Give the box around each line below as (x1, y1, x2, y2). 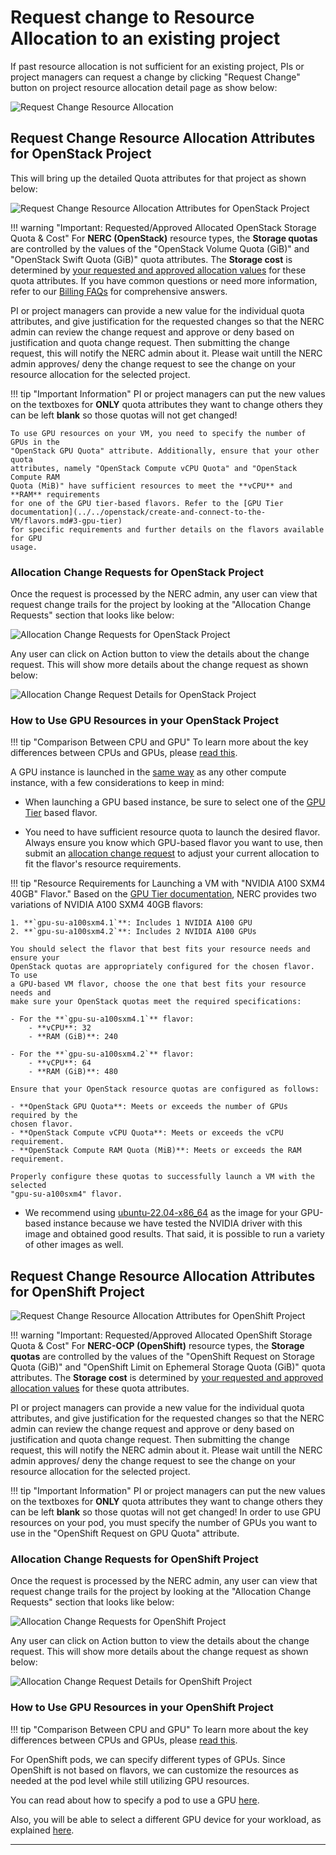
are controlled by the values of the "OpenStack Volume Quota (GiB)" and (10, 242, 310, 255)
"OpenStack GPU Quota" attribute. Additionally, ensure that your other (10, 446, 320, 456)
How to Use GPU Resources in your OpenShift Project (10, 1701, 274, 1715)
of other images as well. (24, 1239, 124, 1251)
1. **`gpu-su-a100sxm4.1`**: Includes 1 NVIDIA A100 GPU (10, 918, 253, 928)
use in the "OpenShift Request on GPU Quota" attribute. (10, 1527, 240, 1540)
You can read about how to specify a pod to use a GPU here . (10, 1794, 260, 1806)
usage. (10, 542, 38, 552)
